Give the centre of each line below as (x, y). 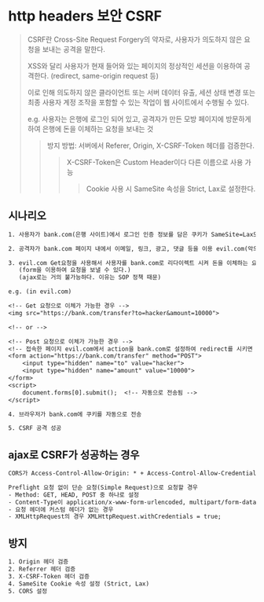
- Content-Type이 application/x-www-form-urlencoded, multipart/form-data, (134, 502)
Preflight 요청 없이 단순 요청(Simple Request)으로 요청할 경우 (103, 487)
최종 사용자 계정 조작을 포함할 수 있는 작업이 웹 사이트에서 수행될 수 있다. (138, 102)
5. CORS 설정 (28, 591)
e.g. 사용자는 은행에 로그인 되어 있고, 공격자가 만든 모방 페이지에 (125, 119)
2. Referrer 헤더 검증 (42, 569)
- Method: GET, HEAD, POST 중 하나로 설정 (74, 495)
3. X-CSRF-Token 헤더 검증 (49, 576)
